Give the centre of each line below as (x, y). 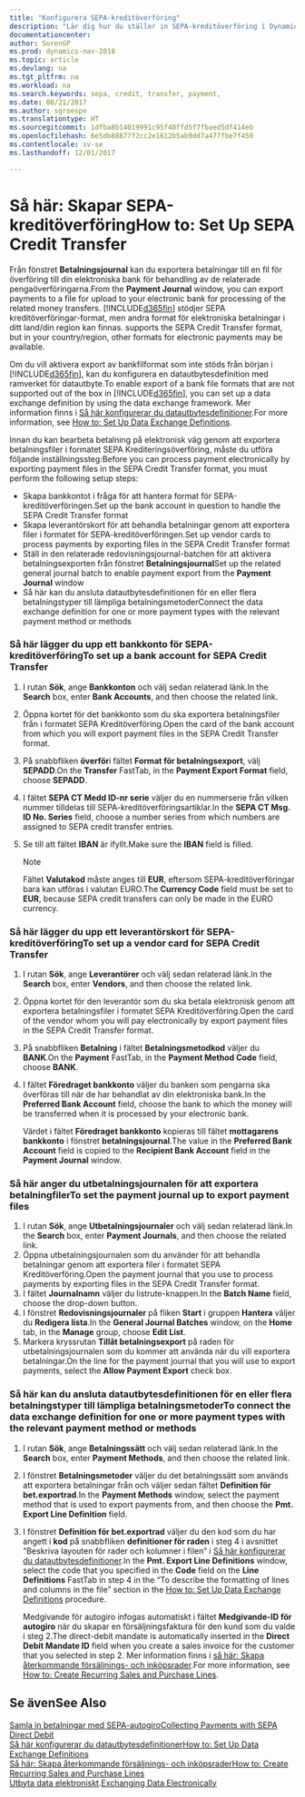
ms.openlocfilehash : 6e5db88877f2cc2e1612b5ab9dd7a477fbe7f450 (132, 136)
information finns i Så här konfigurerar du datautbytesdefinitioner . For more (149, 412)
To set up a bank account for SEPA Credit (175, 656)
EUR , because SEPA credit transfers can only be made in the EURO (148, 898)
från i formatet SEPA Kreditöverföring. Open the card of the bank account (158, 723)
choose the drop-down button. (80, 1303)
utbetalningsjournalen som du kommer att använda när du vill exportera (156, 1351)
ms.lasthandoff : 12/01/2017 (63, 152)
